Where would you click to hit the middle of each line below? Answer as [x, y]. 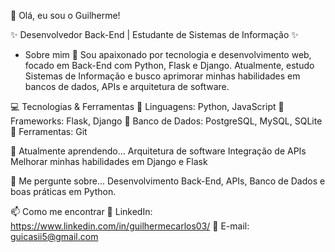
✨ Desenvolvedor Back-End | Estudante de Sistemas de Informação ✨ [154, 34]
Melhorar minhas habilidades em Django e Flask [109, 161]
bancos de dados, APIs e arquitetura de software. [127, 86]
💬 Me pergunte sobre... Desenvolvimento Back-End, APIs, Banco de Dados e [168, 181]
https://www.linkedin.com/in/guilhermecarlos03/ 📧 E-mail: [130, 226]
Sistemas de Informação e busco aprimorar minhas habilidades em [162, 76]
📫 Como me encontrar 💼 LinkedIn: [81, 211]
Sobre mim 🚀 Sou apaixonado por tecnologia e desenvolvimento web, [168, 54]
